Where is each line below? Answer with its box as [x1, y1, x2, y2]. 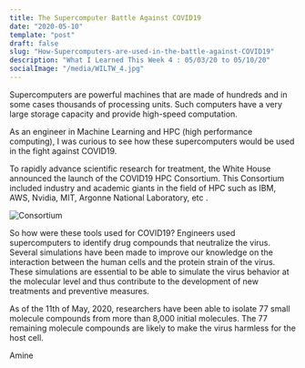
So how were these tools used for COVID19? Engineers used [9, 227, 236, 238]
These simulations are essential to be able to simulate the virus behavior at [9, 266, 290, 277]
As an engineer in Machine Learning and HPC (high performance [9, 126, 253, 137]
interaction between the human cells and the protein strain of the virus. [9, 256, 276, 267]
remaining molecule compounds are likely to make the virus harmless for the [9, 322, 296, 333]
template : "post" [9, 30, 76, 39]
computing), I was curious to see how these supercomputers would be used [9, 136, 295, 147]
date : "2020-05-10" [9, 22, 84, 31]
